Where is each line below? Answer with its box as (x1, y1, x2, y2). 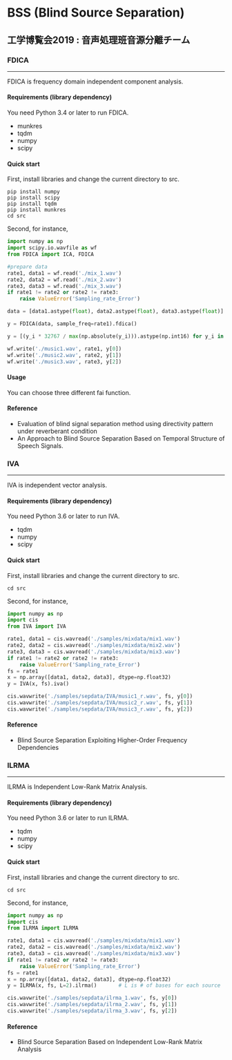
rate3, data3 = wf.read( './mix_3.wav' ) (7, 282, 122, 289)
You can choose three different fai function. (7, 388, 131, 396)
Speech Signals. (17, 441, 64, 450)
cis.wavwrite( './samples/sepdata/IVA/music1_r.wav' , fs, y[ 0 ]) (7, 693, 193, 700)
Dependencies (17, 743, 59, 751)
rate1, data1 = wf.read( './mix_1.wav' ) (7, 269, 122, 277)
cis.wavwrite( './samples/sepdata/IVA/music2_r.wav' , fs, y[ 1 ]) (7, 700, 193, 706)
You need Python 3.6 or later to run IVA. (7, 512, 120, 521)
